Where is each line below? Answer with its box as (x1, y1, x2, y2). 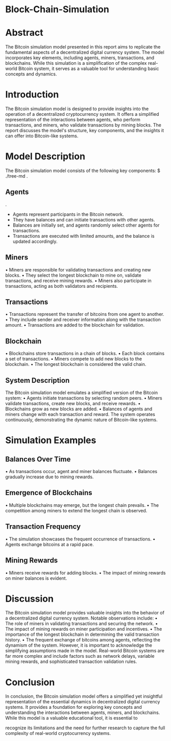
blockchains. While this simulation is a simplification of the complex (5, 60, 147, 66)
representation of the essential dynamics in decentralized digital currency (5, 699, 160, 705)
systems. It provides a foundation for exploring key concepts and (5, 704, 142, 710)
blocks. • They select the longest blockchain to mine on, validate (5, 272, 141, 278)
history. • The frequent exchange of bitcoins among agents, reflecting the (5, 637, 161, 643)
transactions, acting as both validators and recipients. (5, 283, 118, 289)
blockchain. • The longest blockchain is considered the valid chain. (5, 361, 146, 367)
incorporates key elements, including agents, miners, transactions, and (5, 55, 155, 61)
